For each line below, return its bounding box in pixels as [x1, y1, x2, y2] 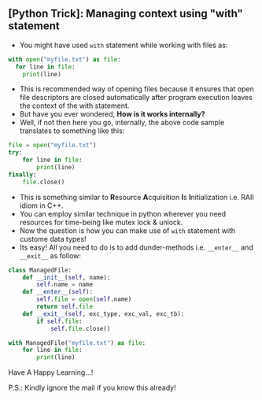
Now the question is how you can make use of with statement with [19, 225, 236, 235]
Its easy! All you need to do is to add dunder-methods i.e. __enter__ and [19, 243, 253, 252]
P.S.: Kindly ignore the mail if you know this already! [8, 383, 176, 393]
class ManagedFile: [8, 266, 72, 274]
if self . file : [36, 317, 83, 325]
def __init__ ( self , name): [22, 273, 111, 281]
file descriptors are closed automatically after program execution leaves [19, 93, 253, 102]
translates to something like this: [19, 126, 125, 135]
